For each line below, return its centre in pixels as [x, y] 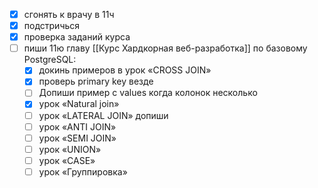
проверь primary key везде [96, 81]
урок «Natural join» [79, 104]
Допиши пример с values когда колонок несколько [148, 93]
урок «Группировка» [83, 171]
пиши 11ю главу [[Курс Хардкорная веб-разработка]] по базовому [165, 48]
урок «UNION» [70, 149]
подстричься [52, 26]
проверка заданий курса [77, 37]
